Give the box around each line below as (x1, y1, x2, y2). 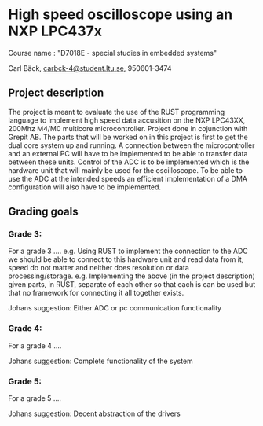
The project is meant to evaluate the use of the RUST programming (8, 107, 225, 116)
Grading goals (8, 205, 79, 219)
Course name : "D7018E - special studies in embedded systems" (8, 48, 217, 57)
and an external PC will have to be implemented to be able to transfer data (8, 149, 248, 158)
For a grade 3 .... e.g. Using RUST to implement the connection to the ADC (8, 246, 249, 256)
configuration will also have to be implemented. (8, 182, 162, 192)
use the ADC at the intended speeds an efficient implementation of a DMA (8, 174, 248, 183)
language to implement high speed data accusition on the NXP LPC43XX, (8, 116, 246, 125)
